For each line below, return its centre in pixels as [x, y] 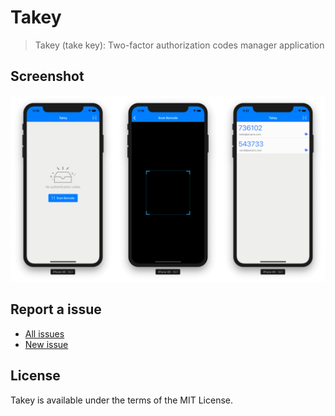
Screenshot [47, 76]
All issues [44, 333]
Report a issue [56, 309]
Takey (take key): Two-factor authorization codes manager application [179, 45]
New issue [46, 344]
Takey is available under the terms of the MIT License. [121, 400]
